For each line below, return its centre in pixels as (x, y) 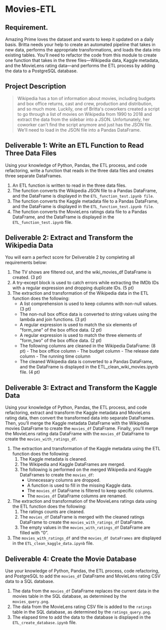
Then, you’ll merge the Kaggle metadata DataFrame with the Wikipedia (77, 423)
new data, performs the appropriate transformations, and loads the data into (83, 50)
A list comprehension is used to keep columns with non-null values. (88, 304)
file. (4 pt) (30, 372)
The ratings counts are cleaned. (52, 512)
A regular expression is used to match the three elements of (81, 335)
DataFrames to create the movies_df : (57, 475)
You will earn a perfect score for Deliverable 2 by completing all (70, 257)
